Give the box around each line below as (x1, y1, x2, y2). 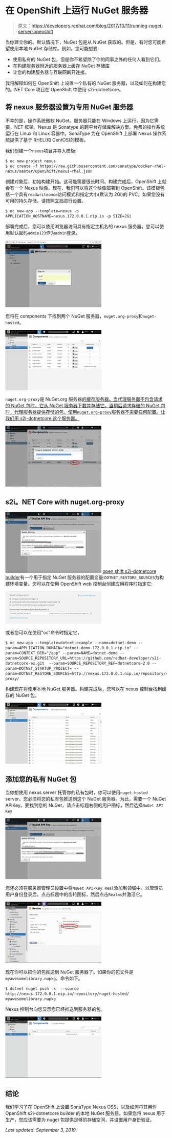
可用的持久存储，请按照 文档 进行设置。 (5, 197, 86, 204)
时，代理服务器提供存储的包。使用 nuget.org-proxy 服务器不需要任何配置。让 (5, 409, 165, 415)
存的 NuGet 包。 (5, 692, 39, 698)
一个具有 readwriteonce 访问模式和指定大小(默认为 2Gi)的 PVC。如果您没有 (9, 191, 165, 197)
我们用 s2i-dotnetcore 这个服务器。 (5, 415, 80, 421)
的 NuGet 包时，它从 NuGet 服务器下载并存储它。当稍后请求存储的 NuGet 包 (5, 402, 165, 408)
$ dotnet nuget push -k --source (5, 986, 79, 991)
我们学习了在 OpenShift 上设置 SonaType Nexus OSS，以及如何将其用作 (5, 1104, 157, 1110)
